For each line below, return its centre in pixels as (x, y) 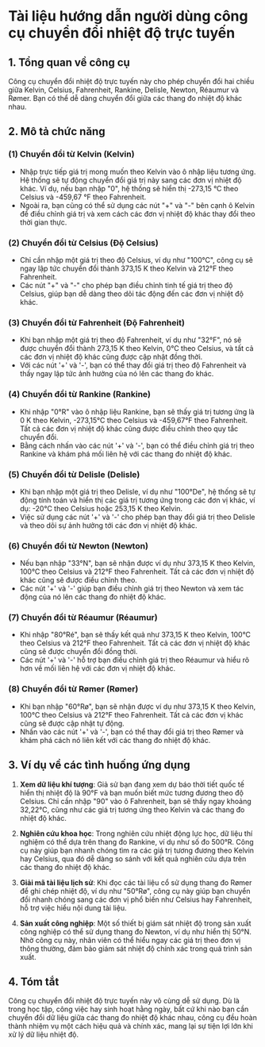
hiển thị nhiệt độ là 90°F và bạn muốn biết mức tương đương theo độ (132, 792)
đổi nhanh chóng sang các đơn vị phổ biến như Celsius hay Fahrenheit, (136, 899)
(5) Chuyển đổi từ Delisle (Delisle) (74, 474)
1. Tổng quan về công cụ (69, 62)
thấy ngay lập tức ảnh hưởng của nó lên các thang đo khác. (117, 374)
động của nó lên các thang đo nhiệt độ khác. (93, 597)
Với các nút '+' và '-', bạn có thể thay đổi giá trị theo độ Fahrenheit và (133, 365)
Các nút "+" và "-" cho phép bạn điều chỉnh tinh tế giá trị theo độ (126, 285)
